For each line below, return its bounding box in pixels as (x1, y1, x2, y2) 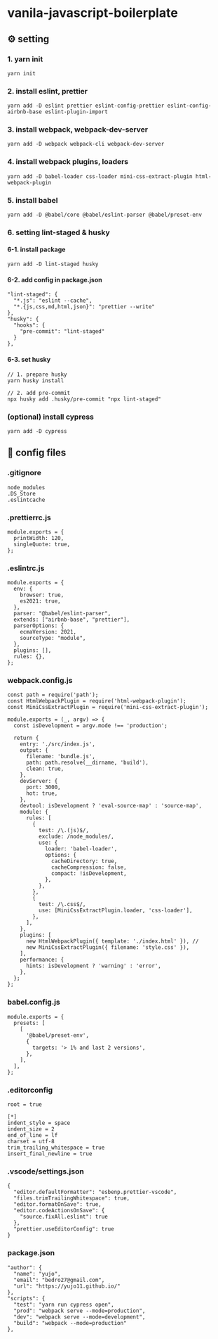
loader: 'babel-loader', (44, 845, 118, 853)
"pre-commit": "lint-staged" (20, 328, 105, 335)
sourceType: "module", (20, 635, 86, 642)
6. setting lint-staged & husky (7, 227, 110, 237)
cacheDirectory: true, (51, 857, 118, 865)
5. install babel (7, 195, 58, 205)
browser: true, (20, 591, 64, 599)
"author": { (7, 1264, 42, 1271)
